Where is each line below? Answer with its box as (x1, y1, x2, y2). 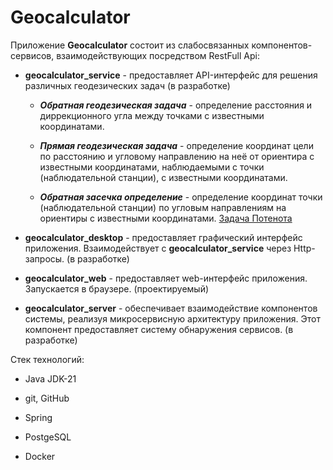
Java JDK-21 (24, 372, 77, 385)
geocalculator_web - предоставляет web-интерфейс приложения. (24, 272, 308, 284)
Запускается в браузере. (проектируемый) (24, 282, 210, 295)
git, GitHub (24, 392, 70, 404)
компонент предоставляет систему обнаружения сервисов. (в (24, 323, 294, 335)
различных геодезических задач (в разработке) (24, 79, 231, 91)
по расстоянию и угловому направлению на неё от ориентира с (39, 150, 315, 162)
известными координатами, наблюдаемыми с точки (39, 161, 265, 173)
